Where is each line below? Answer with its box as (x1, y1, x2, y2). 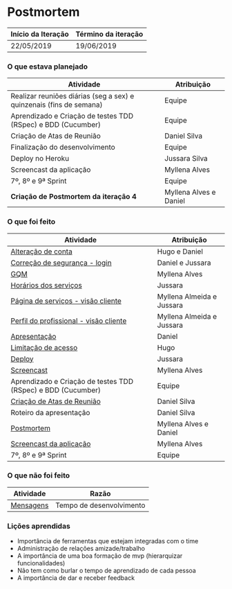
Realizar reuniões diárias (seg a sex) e (10, 91, 135, 101)
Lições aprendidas (7, 521, 70, 531)
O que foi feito (7, 217, 56, 227)
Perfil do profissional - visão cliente (10, 316, 127, 326)
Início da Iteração (10, 29, 69, 39)
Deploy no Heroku (10, 154, 70, 164)
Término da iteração (75, 29, 144, 39)
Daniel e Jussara (157, 258, 211, 267)
